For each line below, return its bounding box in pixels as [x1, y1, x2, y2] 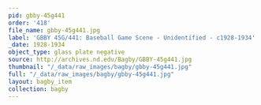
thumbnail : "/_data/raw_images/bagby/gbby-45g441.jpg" [8, 63, 192, 71]
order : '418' [8, 19, 51, 27]
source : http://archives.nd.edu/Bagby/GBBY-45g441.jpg [8, 56, 192, 64]
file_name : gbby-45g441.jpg [8, 26, 101, 34]
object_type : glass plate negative [8, 48, 125, 56]
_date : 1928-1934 [8, 41, 65, 49]
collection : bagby [8, 84, 69, 93]
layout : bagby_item [8, 77, 73, 85]
